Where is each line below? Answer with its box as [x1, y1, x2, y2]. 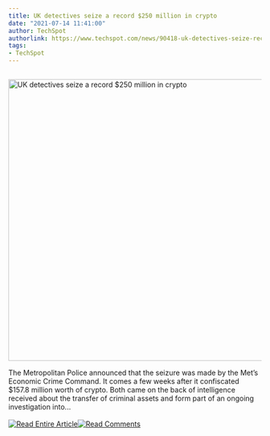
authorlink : [8, 34, 48, 43]
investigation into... [8, 402, 72, 411]
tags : [8, 42, 27, 50]
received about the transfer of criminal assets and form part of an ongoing [8, 393, 255, 403]
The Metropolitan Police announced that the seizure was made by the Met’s [8, 368, 259, 377]
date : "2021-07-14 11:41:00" [8, 19, 106, 27]
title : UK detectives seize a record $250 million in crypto [8, 11, 218, 20]
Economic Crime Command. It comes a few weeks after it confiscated [8, 376, 239, 386]
